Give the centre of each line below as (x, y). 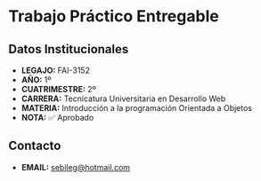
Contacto (35, 146)
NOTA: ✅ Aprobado (57, 118)
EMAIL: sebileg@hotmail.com (76, 167)
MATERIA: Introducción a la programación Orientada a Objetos (137, 108)
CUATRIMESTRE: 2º (59, 89)
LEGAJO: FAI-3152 (56, 70)
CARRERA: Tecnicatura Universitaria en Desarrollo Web (123, 98)
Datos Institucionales (69, 49)
